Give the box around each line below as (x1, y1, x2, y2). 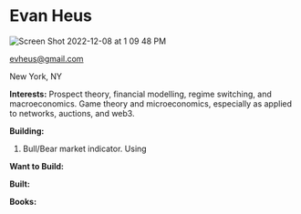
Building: (9, 125, 45, 137)
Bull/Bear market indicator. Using (22, 143, 148, 154)
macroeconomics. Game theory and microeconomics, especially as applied (9, 97, 293, 109)
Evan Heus (9, 5, 93, 26)
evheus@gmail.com (9, 53, 84, 64)
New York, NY (9, 70, 62, 82)
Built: (9, 178, 30, 189)
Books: (9, 196, 37, 207)
